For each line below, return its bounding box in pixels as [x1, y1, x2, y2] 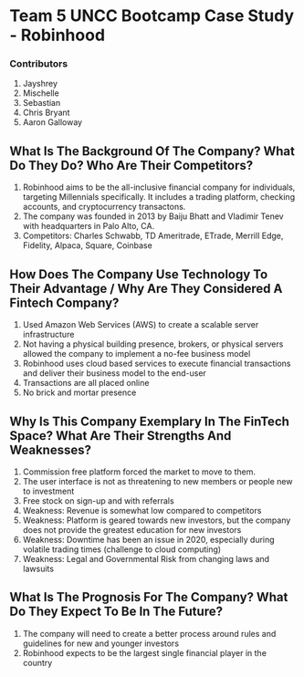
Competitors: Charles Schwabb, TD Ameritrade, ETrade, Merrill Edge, [22, 230, 284, 242]
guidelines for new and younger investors [22, 638, 180, 649]
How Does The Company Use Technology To [9, 266, 268, 282]
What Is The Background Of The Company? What [9, 143, 295, 159]
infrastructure [22, 329, 75, 340]
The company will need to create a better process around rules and [22, 628, 277, 639]
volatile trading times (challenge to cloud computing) [22, 544, 222, 555]
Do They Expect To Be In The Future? [9, 604, 224, 620]
